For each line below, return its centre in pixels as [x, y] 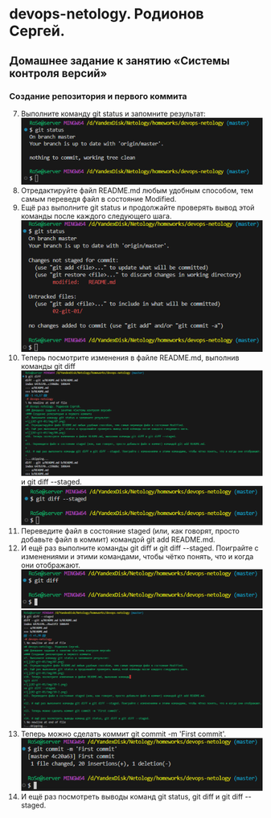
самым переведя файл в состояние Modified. [99, 198]
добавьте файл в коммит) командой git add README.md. [118, 539]
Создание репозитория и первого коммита [98, 96]
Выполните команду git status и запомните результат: [113, 113]
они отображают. [51, 565]
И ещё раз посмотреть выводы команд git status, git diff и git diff [132, 796]
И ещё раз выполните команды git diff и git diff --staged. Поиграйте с [140, 548]
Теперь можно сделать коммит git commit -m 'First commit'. [123, 734]
